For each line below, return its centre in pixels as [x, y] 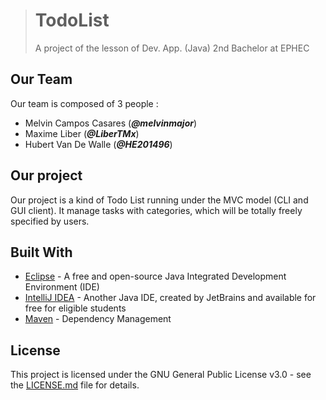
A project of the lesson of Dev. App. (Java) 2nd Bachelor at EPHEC [172, 48]
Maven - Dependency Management [98, 319]
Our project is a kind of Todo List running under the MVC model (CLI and [159, 200]
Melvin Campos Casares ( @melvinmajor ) [111, 123]
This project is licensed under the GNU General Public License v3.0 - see [161, 375]
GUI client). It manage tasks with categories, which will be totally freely [156, 210]
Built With [41, 252]
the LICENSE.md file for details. [75, 385]
